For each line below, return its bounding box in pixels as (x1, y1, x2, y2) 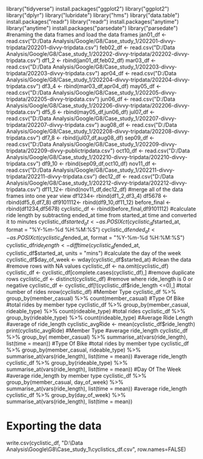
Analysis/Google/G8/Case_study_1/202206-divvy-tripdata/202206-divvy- (6, 102, 190, 109)
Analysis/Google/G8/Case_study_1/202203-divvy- (52, 63, 178, 70)
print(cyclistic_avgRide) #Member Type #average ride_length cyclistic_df (6, 327, 188, 335)
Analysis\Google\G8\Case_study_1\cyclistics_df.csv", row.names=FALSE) (6, 446, 187, 453)
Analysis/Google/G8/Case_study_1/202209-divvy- (52, 141, 178, 148)
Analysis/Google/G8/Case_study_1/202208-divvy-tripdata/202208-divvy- (6, 127, 190, 135)
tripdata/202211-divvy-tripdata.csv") (6, 173, 98, 180)
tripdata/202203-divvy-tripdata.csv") (6, 70, 100, 76)
